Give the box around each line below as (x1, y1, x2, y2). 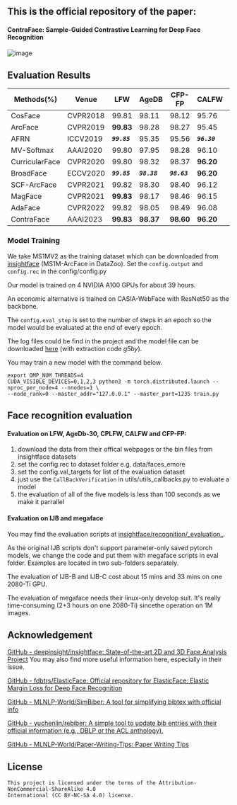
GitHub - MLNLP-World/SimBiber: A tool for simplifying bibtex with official (7, 697, 221, 707)
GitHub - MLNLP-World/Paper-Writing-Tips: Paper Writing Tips (7, 740, 189, 749)
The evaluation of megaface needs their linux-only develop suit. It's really (7, 593, 221, 602)
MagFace (11, 191, 42, 201)
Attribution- (158, 780, 197, 787)
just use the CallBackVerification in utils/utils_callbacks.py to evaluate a (17, 475, 230, 484)
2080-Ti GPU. (7, 580, 48, 588)
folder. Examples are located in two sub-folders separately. (7, 559, 179, 567)
